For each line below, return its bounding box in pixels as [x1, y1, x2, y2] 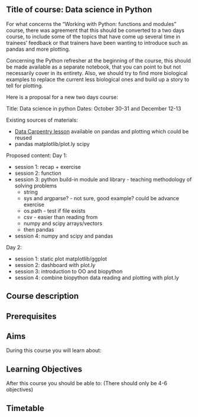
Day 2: [6, 243, 22, 250]
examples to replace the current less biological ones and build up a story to [6, 76, 190, 83]
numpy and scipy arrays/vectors [23, 220, 102, 227]
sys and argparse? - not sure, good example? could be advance [23, 194, 179, 201]
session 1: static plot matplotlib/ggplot [14, 255, 108, 262]
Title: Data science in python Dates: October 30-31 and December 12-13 [6, 105, 181, 112]
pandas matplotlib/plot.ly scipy [14, 140, 90, 147]
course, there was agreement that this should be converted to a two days [6, 27, 185, 34]
